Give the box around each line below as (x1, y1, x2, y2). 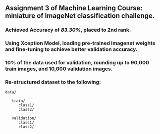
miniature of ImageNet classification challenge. (5, 12, 155, 20)
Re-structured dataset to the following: (5, 79, 101, 86)
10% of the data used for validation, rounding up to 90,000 (5, 59, 150, 66)
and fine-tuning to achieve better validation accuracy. (5, 46, 138, 53)
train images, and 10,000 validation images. (5, 65, 113, 72)
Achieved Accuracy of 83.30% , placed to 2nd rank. (5, 27, 131, 34)
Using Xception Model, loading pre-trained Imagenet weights (5, 40, 156, 46)
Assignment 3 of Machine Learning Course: (5, 4, 143, 12)
